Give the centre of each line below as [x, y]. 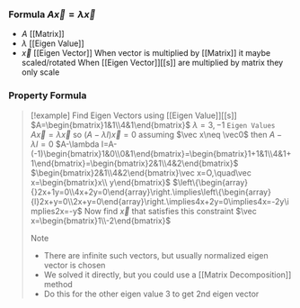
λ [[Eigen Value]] [53, 43]
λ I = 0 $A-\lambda [65, 144]
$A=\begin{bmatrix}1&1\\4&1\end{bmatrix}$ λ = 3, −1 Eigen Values [153, 124]
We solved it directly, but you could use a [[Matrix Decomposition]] [168, 275]
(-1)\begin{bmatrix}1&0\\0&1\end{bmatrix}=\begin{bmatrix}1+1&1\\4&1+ [161, 153]
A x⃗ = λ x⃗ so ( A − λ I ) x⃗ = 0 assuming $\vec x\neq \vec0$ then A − [156, 134]
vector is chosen [75, 265]
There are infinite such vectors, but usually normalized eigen [156, 255]
